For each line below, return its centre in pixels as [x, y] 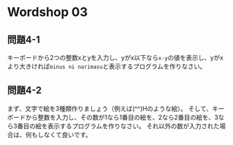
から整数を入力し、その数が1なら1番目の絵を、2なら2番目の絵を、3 [122, 117]
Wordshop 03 [48, 12]
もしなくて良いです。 [61, 135]
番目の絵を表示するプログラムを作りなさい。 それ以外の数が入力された [119, 125]
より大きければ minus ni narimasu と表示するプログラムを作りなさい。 [107, 66]
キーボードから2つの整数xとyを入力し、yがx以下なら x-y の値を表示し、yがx [115, 58]
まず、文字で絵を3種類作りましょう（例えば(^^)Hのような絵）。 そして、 [110, 108]
